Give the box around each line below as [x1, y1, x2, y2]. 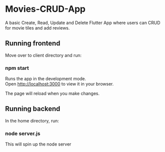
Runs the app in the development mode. [5, 76, 86, 82]
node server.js [5, 130, 40, 137]
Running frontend [5, 39, 61, 48]
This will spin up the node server [5, 141, 71, 147]
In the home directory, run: [5, 118, 59, 123]
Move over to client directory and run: [5, 52, 82, 58]
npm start [5, 64, 30, 71]
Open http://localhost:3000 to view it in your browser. [5, 81, 114, 87]
